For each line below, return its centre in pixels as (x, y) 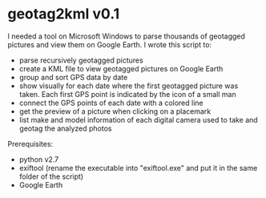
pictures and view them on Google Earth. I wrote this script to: (110, 44)
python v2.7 (39, 159)
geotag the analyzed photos (65, 128)
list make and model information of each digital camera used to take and (138, 119)
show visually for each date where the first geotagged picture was (129, 86)
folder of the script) (51, 176)
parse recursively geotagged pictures (81, 60)
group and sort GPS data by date (73, 77)
